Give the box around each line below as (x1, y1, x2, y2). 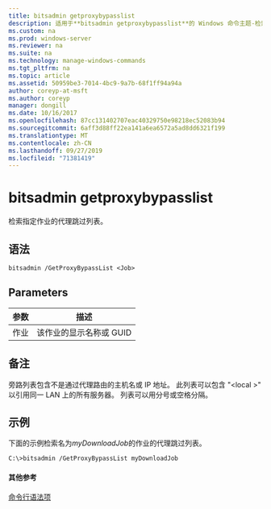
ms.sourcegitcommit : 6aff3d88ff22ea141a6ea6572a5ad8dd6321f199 (8, 124, 226, 132)
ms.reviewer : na (8, 42, 63, 50)
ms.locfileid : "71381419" (8, 154, 95, 162)
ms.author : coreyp (8, 94, 70, 102)
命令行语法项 (8, 492, 51, 502)
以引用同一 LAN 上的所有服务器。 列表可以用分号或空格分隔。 (8, 390, 212, 399)
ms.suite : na (8, 49, 52, 57)
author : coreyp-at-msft (8, 86, 89, 95)
